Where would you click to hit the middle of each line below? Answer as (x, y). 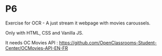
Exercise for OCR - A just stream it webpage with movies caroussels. (78, 23)
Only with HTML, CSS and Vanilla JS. (44, 33)
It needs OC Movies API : (32, 43)
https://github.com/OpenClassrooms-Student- (108, 43)
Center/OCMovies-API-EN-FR (37, 48)
